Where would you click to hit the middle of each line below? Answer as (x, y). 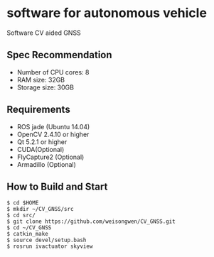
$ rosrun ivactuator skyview (50, 246)
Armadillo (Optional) (46, 164)
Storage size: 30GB (45, 87)
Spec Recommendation (59, 55)
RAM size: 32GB (41, 80)
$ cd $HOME (23, 203)
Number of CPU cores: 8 (53, 72)
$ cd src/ (21, 215)
